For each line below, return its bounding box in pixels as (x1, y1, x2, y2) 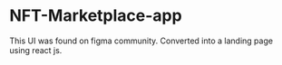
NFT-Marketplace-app (9, 5, 183, 26)
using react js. (9, 44, 63, 55)
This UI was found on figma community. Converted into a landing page (9, 35, 274, 46)
